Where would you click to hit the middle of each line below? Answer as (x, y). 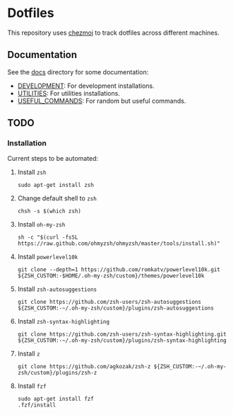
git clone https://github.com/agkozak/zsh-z (84, 367)
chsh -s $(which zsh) (49, 211)
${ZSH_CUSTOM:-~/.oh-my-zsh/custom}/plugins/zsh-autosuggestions (115, 308)
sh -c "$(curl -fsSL (48, 238)
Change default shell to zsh (57, 198)
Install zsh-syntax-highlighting (64, 322)
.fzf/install (37, 405)
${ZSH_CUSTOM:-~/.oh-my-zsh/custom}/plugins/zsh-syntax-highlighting (122, 341)
